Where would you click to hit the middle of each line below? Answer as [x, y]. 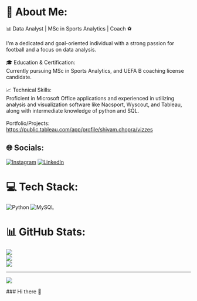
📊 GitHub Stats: [46, 232]
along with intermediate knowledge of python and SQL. [73, 110]
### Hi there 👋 [24, 291]
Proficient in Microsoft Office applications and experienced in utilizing [90, 98]
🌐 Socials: [25, 148]
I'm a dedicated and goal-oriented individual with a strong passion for [90, 43]
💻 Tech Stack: [42, 187]
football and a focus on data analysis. [51, 49]
